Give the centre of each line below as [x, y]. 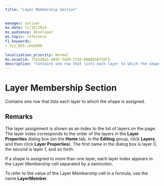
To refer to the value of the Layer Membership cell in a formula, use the [76, 173]
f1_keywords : [18, 41]
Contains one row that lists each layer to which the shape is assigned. [75, 102]
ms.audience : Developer [29, 32]
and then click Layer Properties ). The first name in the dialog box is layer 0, [81, 144]
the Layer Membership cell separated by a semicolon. [59, 164]
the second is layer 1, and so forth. [40, 149]
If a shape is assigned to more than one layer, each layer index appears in [79, 158]
